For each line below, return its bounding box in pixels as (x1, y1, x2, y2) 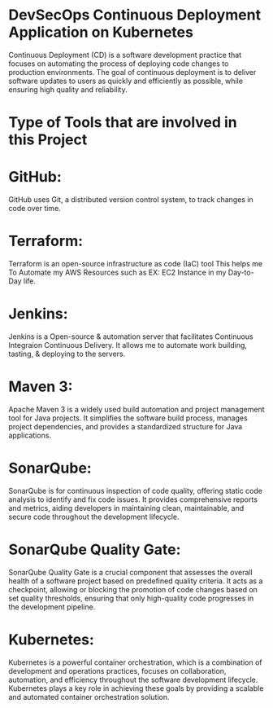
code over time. (8, 204, 61, 213)
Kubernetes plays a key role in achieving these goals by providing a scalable (8, 683, 264, 693)
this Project (8, 130, 88, 149)
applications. (8, 430, 51, 440)
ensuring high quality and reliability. (8, 84, 128, 95)
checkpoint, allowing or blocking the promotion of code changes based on (8, 584, 258, 594)
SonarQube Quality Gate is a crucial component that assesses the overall (8, 567, 253, 577)
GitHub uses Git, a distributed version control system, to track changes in (8, 195, 253, 204)
